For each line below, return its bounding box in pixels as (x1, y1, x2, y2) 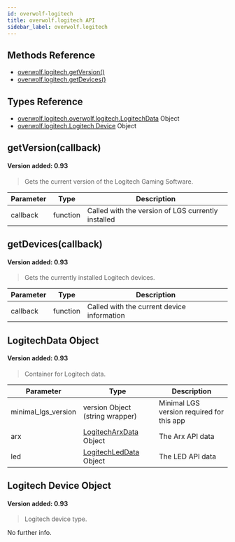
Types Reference (7, 95, 83, 107)
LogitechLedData (83, 447, 140, 456)
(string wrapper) (83, 411, 138, 421)
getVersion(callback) (7, 142, 101, 154)
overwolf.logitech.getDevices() (17, 75, 106, 84)
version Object (83, 402, 131, 412)
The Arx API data (158, 431, 215, 441)
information (87, 311, 125, 320)
